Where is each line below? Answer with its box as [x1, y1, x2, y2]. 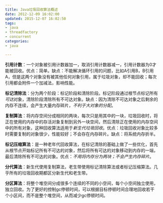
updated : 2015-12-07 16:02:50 [5, 16, 66, 21]
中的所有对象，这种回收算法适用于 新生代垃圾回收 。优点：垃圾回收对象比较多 [5, 125, 158, 130]
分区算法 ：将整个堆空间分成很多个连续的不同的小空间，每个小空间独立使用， [5, 180, 158, 186]
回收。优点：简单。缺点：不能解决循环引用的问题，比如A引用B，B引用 [13, 68, 154, 74]
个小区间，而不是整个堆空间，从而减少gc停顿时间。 [5, 192, 108, 198]
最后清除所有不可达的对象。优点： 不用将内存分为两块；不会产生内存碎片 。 [5, 153, 154, 159]
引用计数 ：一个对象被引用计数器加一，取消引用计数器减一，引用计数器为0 [5, 61, 152, 67]
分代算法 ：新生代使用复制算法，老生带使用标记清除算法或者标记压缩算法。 [5, 164, 154, 169]
